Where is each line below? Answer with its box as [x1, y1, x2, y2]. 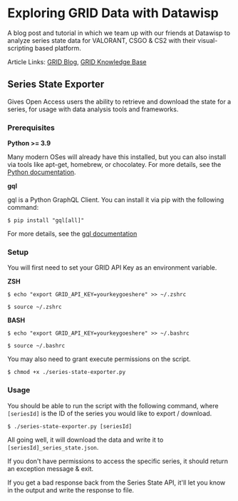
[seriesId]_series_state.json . [7, 442, 99, 451]
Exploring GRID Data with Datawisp [7, 5, 219, 21]
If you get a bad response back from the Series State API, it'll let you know [7, 478, 226, 487]
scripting [7, 44, 33, 52]
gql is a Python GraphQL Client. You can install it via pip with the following [7, 196, 224, 204]
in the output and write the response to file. [7, 485, 134, 494]
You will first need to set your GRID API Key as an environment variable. [7, 263, 217, 272]
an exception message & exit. [7, 464, 94, 472]
